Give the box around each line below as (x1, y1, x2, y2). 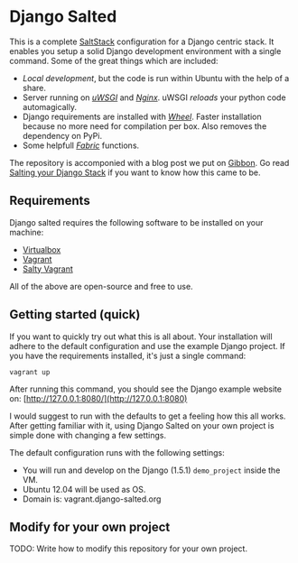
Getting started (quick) (9, 307, 141, 322)
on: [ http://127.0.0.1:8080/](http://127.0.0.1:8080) (9, 392, 188, 403)
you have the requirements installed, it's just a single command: (9, 350, 247, 361)
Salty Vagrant (22, 263, 74, 274)
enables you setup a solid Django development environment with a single (9, 45, 282, 56)
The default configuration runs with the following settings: (9, 447, 226, 457)
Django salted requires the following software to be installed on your (9, 217, 264, 227)
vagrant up (9, 367, 51, 376)
